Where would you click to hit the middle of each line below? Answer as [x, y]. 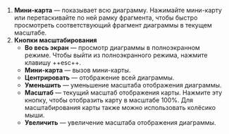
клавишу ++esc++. [53, 62]
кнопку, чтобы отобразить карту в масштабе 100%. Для [109, 100]
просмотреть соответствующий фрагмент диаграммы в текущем [113, 25]
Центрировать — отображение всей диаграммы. [99, 78]
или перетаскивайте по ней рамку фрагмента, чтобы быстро [106, 18]
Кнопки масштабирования [55, 40]
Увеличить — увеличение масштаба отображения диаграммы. [120, 122]
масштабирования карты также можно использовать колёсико [120, 108]
